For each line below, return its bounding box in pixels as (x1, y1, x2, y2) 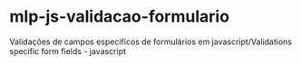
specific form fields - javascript (9, 45, 127, 56)
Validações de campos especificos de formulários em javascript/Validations (9, 36, 293, 47)
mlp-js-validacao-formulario (9, 6, 229, 27)
